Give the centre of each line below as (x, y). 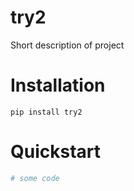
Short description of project (67, 45)
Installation (58, 85)
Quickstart (56, 152)
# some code (35, 178)
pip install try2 (46, 112)
